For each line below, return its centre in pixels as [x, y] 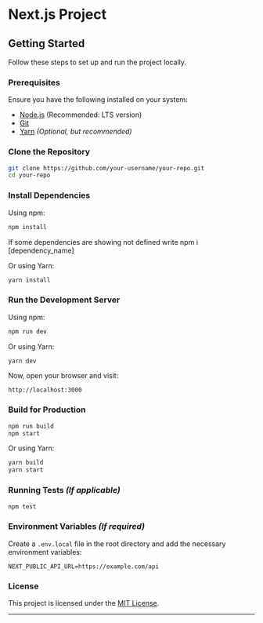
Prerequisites [34, 82]
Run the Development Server [64, 300]
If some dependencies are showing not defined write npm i [103, 242]
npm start [24, 433]
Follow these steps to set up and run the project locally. [97, 62]
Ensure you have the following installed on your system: [98, 100]
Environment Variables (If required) [77, 526]
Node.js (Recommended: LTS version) [81, 115]
